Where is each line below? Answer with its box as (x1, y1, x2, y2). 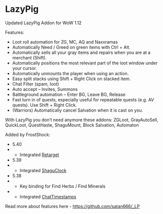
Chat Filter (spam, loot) (12, 81, 59, 87)
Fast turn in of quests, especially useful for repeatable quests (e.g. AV (12, 96, 154, 102)
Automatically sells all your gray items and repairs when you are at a (12, 49, 151, 55)
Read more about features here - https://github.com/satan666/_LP (5, 203, 140, 209)
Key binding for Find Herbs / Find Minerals (19, 183, 106, 189)
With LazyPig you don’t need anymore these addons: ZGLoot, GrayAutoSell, (5, 117, 159, 123)
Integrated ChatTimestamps (19, 194, 76, 200)
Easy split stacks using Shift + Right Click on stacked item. (12, 76, 131, 82)
